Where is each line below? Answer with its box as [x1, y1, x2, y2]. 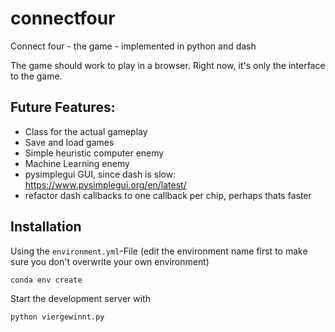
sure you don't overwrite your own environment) [10, 255, 210, 267]
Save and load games [24, 136, 115, 148]
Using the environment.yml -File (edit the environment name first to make [10, 245, 308, 257]
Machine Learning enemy [24, 157, 130, 169]
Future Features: [10, 99, 116, 116]
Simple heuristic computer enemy [24, 147, 165, 159]
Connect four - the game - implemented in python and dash [10, 40, 257, 52]
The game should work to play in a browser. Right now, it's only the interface [10, 59, 326, 71]
